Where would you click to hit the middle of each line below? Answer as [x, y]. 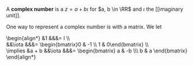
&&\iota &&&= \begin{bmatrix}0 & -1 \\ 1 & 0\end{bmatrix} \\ [77, 44]
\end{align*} [21, 57]
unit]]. [13, 15]
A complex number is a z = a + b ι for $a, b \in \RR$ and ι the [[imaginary [95, 9]
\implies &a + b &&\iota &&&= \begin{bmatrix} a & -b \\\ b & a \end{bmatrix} [97, 51]
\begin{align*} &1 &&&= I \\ [38, 38]
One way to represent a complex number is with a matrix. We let [84, 27]
